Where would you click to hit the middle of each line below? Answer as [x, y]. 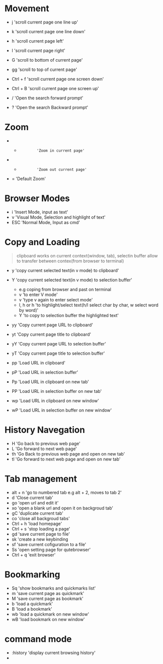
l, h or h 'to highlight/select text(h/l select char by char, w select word [89, 305]
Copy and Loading [42, 242]
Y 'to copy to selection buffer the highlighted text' [69, 315]
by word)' [29, 310]
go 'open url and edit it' [35, 503]
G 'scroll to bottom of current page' [47, 60]
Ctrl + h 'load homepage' [37, 524]
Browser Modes [37, 198]
